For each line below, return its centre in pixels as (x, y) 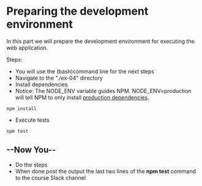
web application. (27, 48)
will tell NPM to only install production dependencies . (82, 97)
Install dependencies (42, 84)
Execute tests (32, 120)
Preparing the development (77, 11)
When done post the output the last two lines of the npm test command (105, 171)
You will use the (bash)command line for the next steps (85, 71)
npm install (21, 108)
